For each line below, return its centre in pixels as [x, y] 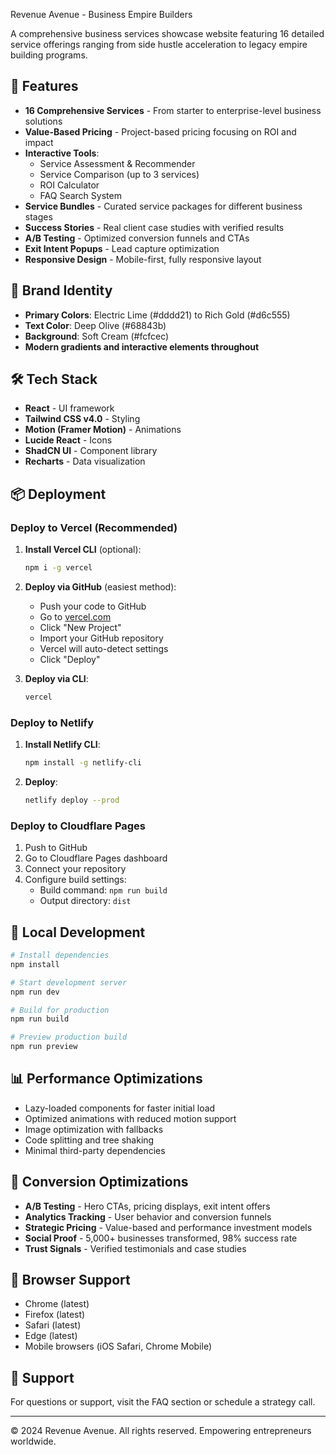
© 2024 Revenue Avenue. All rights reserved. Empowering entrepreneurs [161, 1431]
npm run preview [44, 1047]
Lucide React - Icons [68, 440]
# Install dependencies [60, 955]
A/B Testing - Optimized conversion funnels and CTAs [137, 238]
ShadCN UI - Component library [91, 451]
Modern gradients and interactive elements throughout [142, 346]
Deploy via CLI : [56, 678]
